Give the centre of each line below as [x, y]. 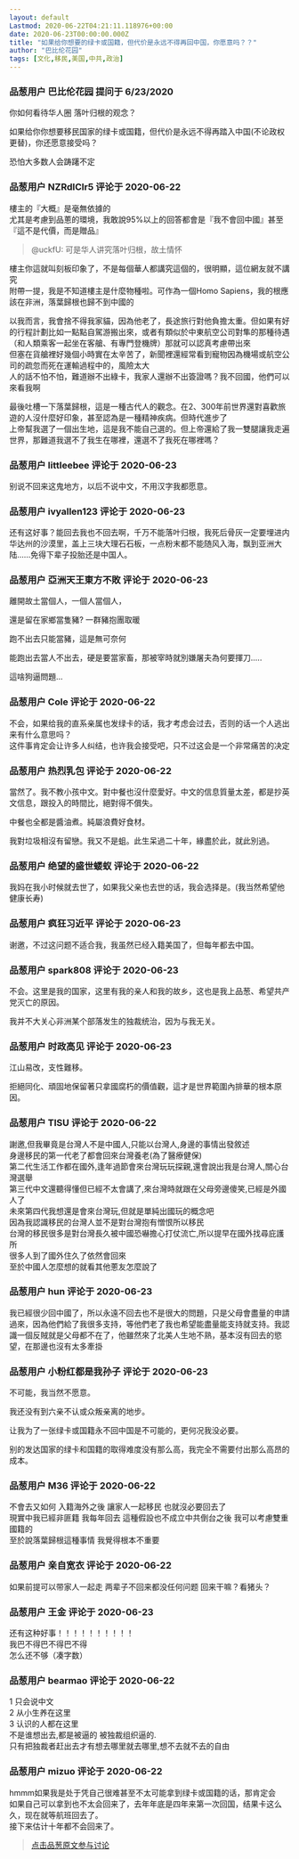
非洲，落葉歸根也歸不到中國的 [79, 302]
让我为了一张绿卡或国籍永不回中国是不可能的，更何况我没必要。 [126, 1431]
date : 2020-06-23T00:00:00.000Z [69, 34]
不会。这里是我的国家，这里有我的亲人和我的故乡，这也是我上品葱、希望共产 [149, 991]
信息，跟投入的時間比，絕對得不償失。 [87, 803]
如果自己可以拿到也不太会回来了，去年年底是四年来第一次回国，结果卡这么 [145, 1804]
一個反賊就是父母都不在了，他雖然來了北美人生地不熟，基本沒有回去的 [145, 1335]
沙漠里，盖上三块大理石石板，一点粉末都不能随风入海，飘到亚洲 [157, 543]
